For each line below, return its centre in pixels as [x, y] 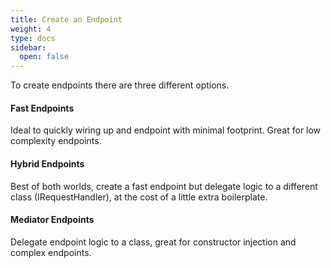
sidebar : [28, 47]
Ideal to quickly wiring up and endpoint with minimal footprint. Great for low [166, 130]
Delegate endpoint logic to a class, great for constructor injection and [153, 242]
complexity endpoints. [56, 141]
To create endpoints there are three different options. [120, 85]
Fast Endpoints [42, 108]
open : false [44, 57]
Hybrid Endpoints [47, 163]
